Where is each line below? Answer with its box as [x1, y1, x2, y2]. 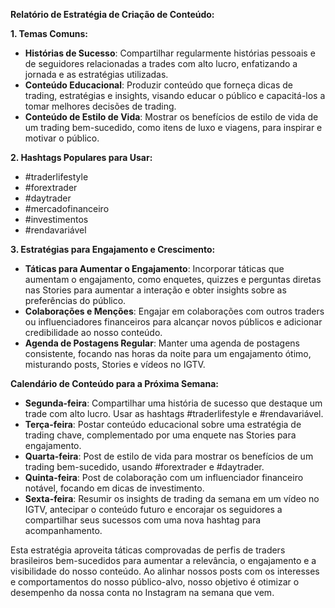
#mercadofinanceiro [24, 203, 110, 214]
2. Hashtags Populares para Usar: [10, 152, 153, 163]
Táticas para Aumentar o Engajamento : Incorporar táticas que [24, 263, 285, 274]
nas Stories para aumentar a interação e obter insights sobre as [24, 284, 287, 296]
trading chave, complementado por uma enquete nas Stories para [24, 429, 297, 441]
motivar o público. [24, 132, 100, 144]
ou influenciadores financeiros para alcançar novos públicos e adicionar [24, 316, 323, 328]
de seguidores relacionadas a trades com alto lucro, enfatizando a [24, 58, 298, 69]
